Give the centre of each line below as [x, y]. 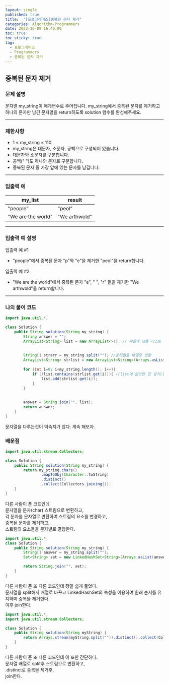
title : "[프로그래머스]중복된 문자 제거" [44, 19]
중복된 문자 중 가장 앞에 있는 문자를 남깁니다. [56, 167]
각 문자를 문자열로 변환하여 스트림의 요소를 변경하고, [56, 516]
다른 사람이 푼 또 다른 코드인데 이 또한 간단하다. [52, 657]
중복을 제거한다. [34, 598]
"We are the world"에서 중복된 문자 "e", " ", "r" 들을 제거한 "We [76, 282]
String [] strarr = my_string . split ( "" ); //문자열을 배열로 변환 [87, 355]
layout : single [21, 10]
